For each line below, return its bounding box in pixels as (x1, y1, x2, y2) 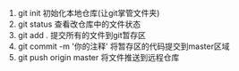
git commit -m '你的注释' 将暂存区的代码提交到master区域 (17, 41, 230, 51)
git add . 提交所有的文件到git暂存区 (17, 30, 146, 40)
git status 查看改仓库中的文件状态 (17, 19, 141, 29)
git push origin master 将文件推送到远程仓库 (17, 52, 180, 62)
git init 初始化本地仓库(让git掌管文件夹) (17, 8, 160, 18)
